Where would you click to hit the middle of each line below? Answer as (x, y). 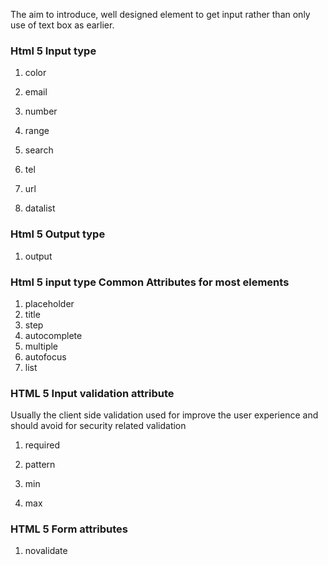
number (41, 111)
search (39, 150)
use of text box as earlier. (62, 25)
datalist (40, 208)
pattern (40, 465)
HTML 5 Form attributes (69, 529)
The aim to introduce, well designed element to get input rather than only (160, 14)
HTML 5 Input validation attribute (92, 393)
